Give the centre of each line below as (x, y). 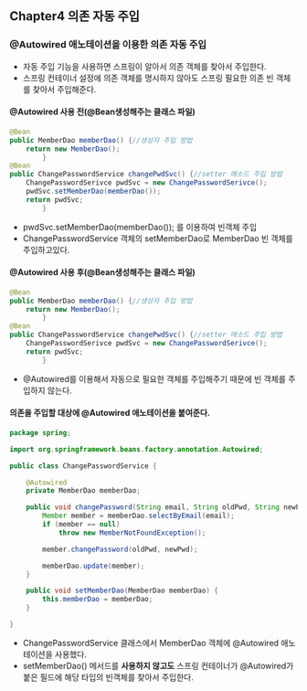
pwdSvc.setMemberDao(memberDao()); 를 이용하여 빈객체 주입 (140, 227)
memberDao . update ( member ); (94, 566)
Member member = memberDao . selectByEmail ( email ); (138, 516)
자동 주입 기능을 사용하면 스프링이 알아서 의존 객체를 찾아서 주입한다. (144, 66)
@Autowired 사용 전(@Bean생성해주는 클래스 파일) (103, 112)
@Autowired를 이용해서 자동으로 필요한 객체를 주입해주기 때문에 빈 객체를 (154, 378)
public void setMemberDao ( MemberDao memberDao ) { (122, 591)
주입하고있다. (46, 250)
